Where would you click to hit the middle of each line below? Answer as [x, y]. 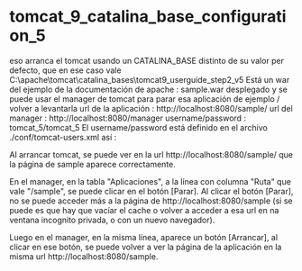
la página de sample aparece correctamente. [92, 164]
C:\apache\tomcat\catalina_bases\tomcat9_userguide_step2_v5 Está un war [150, 79]
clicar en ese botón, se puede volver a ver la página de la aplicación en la [146, 247]
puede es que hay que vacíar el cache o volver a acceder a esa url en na [144, 210]
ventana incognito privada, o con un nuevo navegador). [112, 220]
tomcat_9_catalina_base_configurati [148, 17]
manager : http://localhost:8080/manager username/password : [128, 118]
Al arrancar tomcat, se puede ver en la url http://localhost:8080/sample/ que [151, 154]
